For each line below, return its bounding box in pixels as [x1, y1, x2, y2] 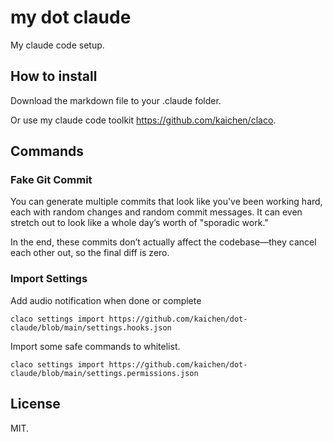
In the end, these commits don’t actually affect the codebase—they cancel [10, 236, 317, 248]
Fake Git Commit [10, 173, 93, 187]
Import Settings [10, 272, 88, 286]
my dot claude [10, 6, 132, 29]
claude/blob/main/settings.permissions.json [10, 368, 199, 378]
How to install [10, 68, 98, 85]
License [10, 396, 61, 413]
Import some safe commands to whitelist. [10, 340, 181, 352]
